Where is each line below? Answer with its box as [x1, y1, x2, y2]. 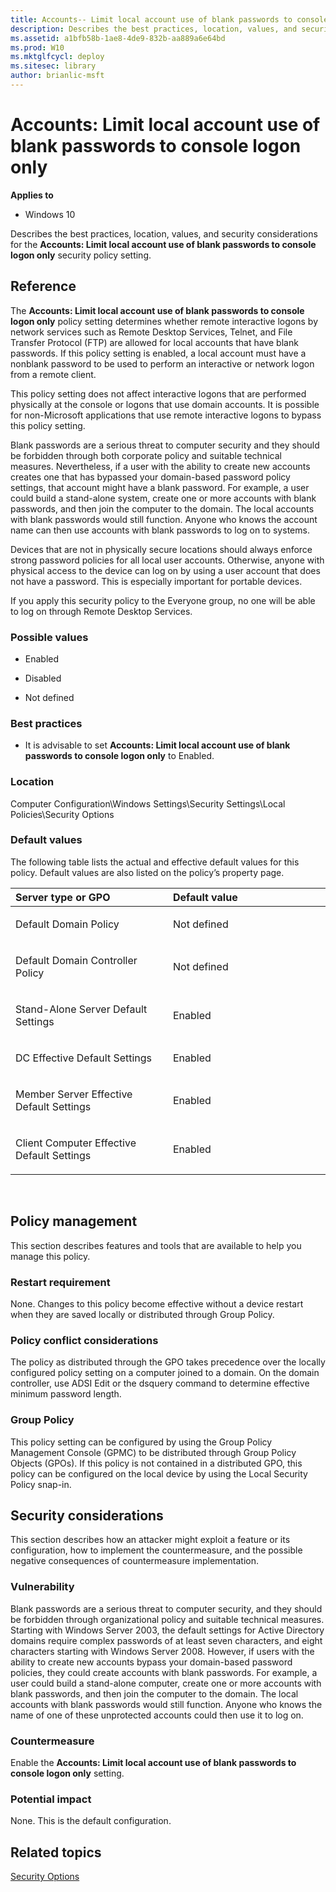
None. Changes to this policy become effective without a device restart [10, 1297, 304, 1310]
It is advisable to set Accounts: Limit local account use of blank [24, 739, 291, 751]
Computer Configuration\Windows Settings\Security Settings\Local [10, 797, 286, 810]
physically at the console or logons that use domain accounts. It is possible [10, 398, 320, 410]
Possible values [10, 630, 89, 644]
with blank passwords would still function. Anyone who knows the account [10, 513, 318, 525]
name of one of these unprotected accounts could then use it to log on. [10, 1709, 304, 1721]
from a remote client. [10, 368, 97, 380]
